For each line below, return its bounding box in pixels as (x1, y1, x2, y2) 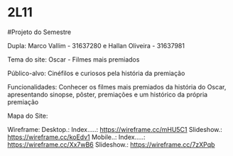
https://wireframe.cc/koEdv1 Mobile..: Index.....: (7, 133, 146, 141)
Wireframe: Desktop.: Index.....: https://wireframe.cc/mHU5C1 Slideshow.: (7, 125, 222, 133)
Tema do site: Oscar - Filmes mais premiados (7, 55, 140, 64)
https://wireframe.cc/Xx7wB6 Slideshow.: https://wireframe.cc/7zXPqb (7, 140, 215, 149)
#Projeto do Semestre (7, 28, 72, 36)
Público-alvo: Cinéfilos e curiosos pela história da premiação (7, 69, 185, 77)
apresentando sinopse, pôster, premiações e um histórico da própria (7, 90, 208, 99)
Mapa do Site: (7, 111, 48, 120)
